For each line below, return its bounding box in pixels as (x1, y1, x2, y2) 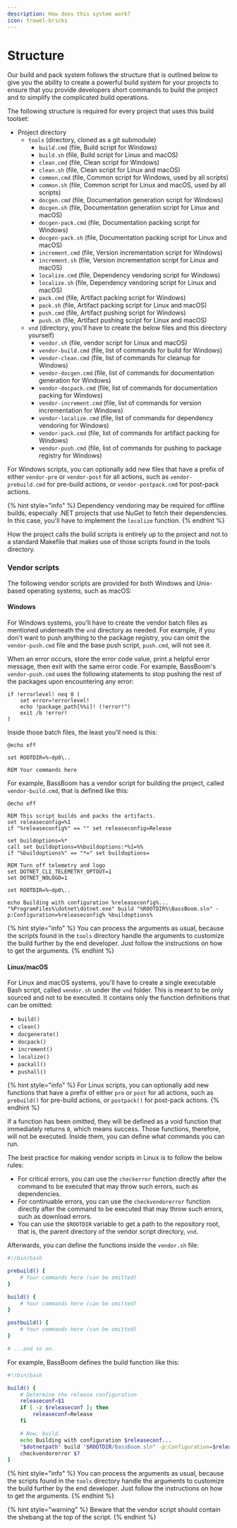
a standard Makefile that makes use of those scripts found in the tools (7, 538, 210, 546)
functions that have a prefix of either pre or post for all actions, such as (7, 1089, 214, 1097)
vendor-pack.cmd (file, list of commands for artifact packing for (38, 429, 220, 437)
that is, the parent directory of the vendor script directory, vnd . (17, 1227, 199, 1236)
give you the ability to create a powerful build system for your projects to (7, 79, 219, 87)
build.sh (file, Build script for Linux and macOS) (38, 151, 178, 159)
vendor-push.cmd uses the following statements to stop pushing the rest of (7, 669, 222, 678)
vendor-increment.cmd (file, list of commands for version (38, 399, 202, 407)
